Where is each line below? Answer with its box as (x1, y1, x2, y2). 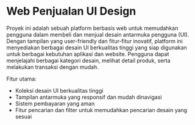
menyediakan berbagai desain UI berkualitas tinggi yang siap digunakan (6, 44, 187, 51)
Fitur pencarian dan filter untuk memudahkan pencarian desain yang (15, 106, 188, 113)
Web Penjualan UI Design (6, 4, 136, 18)
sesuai (15, 113, 32, 120)
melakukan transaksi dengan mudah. (6, 63, 99, 71)
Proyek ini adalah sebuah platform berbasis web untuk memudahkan (6, 24, 179, 32)
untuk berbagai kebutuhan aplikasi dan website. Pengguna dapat (6, 50, 169, 57)
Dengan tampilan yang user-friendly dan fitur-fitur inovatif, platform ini (6, 37, 183, 45)
